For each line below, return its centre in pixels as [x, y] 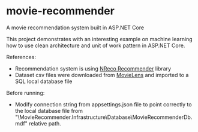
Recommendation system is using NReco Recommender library [93, 68]
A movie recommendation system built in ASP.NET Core [75, 27]
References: [21, 57]
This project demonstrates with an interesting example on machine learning [100, 39]
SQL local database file [43, 81]
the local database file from [49, 110]
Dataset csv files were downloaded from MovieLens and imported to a [102, 75]
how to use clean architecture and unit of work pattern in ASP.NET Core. [96, 45]
